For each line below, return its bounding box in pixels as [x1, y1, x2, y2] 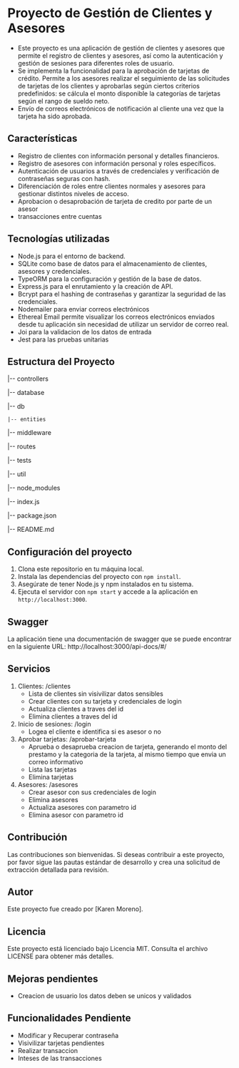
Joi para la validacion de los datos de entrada [17, 327, 152, 336]
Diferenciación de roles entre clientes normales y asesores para [17, 182, 205, 190]
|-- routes [7, 442, 36, 451]
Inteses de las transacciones [17, 1054, 102, 1062]
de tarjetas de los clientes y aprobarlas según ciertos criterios [17, 81, 200, 90]
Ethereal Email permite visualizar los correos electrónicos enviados [17, 312, 215, 321]
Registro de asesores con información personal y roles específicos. [17, 159, 216, 168]
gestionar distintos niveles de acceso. [17, 189, 130, 197]
